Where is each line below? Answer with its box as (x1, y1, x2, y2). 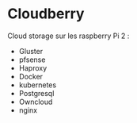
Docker (18, 71, 44, 81)
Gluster (18, 46, 44, 56)
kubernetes (18, 80, 57, 90)
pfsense (18, 55, 46, 64)
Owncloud (18, 97, 53, 106)
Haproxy (18, 63, 48, 72)
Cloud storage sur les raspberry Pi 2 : (7, 31, 130, 40)
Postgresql (18, 88, 55, 98)
